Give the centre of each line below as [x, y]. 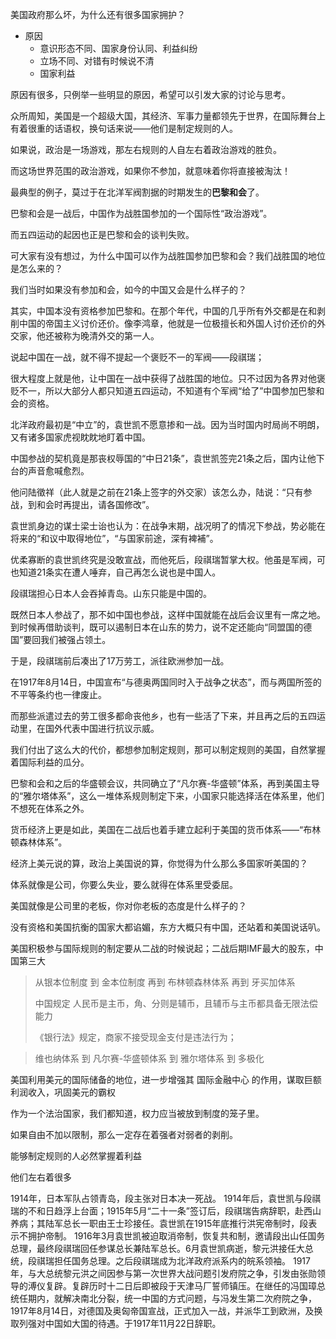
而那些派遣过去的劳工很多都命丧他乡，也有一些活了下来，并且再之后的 [155, 716]
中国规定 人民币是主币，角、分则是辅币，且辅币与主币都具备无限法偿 [176, 1003]
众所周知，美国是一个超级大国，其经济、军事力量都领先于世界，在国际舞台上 [168, 116]
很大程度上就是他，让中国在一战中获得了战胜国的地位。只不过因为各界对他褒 [168, 378]
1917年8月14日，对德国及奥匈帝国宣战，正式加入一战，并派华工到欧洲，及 [162, 1311]
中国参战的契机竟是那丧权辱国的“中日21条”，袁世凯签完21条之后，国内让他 [163, 458]
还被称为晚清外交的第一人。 [102, 336]
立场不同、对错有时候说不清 [97, 61]
